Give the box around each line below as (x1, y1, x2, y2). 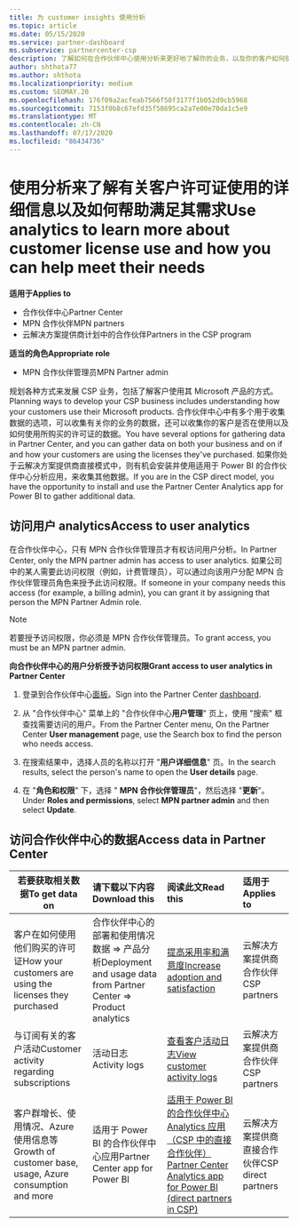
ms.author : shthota (9, 71, 82, 80)
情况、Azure (22, 1120, 74, 1133)
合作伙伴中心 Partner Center (21, 307, 123, 317)
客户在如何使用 (13, 928, 77, 941)
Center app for (91, 1162, 153, 1175)
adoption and (167, 971, 223, 984)
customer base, (13, 1157, 79, 1169)
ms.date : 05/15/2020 (9, 29, 86, 38)
